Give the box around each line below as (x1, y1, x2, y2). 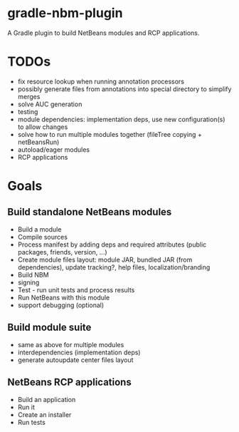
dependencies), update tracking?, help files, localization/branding (17, 262, 211, 272)
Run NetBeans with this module (17, 293, 110, 302)
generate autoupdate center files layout (17, 355, 134, 364)
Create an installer (17, 410, 72, 418)
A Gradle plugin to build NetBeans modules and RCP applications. (7, 29, 200, 37)
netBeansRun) (17, 138, 60, 146)
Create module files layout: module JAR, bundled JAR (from (17, 255, 193, 264)
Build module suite (7, 322, 92, 334)
